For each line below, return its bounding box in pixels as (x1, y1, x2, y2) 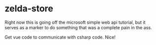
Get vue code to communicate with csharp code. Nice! (4, 34, 116, 40)
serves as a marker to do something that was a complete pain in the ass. (4, 24, 152, 30)
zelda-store (4, 3, 53, 14)
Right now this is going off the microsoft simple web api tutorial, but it (4, 19, 146, 25)
